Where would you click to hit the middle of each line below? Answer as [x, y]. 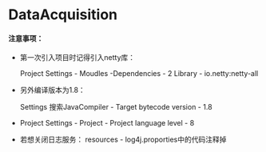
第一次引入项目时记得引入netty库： [77, 58]
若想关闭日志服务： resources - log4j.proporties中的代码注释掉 [123, 140]
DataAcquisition [63, 15]
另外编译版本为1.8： [52, 90]
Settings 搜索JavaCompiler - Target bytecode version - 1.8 [116, 107]
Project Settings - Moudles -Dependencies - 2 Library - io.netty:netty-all [139, 74]
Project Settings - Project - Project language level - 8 [107, 123]
